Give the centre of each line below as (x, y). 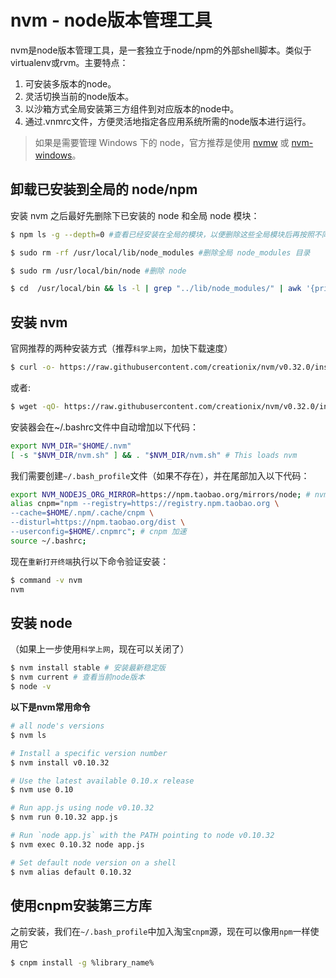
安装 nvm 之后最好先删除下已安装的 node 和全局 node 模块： (135, 215)
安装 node (41, 622)
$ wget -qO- (35, 406)
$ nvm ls (28, 735)
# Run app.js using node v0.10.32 (82, 808)
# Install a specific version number (89, 753)
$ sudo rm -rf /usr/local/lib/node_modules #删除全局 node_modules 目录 (160, 252)
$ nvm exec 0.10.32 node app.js (77, 844)
